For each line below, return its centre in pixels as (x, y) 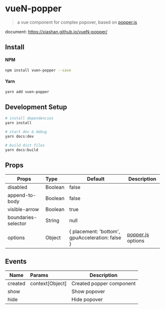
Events (16, 261)
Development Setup (36, 107)
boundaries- (22, 217)
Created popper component (104, 283)
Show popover (88, 292)
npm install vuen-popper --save (38, 70)
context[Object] (49, 283)
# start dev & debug (26, 132)
